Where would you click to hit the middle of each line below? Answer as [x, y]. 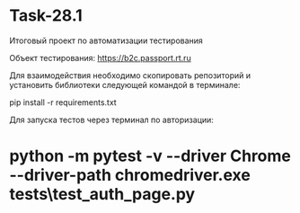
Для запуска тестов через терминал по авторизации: [111, 120]
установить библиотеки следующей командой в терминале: [125, 84]
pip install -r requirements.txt [63, 102]
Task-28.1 [46, 16]
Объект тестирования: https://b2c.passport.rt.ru [100, 58]
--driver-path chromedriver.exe [130, 175]
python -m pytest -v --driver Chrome [150, 156]
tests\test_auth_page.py [102, 195]
